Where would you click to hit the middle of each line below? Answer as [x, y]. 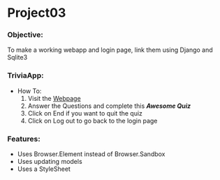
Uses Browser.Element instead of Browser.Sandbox [91, 154]
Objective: [25, 35]
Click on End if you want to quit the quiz [85, 113]
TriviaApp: [25, 76]
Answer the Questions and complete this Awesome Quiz [109, 106]
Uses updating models [50, 162]
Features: [24, 139]
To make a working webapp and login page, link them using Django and [110, 50]
